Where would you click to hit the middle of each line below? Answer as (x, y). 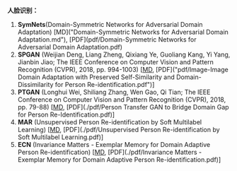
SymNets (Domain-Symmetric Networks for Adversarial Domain (110, 24)
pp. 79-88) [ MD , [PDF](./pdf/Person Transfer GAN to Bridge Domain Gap (123, 107)
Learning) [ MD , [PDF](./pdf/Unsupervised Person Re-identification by (119, 130)
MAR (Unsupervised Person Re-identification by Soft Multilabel (110, 122)
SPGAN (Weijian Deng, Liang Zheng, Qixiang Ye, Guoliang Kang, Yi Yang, (124, 54)
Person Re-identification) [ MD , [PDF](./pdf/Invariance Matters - (110, 152)
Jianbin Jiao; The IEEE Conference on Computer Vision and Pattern (116, 62)
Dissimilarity (35, 84)
